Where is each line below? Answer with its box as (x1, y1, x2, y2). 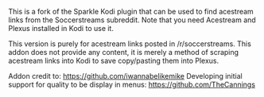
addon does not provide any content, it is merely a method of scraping (8, 48, 239, 56)
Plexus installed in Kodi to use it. (8, 24, 114, 33)
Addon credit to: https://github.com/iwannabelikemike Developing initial (8, 72, 243, 80)
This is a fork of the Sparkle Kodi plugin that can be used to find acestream (8, 7, 254, 16)
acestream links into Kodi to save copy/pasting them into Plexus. (8, 56, 219, 65)
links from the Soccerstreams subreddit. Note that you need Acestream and (8, 15, 256, 25)
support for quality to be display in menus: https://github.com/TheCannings (8, 80, 256, 89)
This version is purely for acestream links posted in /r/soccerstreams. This (8, 39, 252, 48)
